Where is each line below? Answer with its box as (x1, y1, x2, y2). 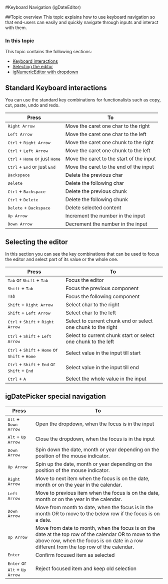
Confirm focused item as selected (35, 551, 115, 558)
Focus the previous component (65, 285, 139, 292)
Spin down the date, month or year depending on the (35, 446, 159, 453)
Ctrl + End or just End (7, 163, 56, 170)
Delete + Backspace (7, 204, 51, 211)
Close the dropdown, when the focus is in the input (35, 435, 155, 442)
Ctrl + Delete (7, 196, 38, 203)
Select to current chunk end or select (65, 317, 153, 324)
